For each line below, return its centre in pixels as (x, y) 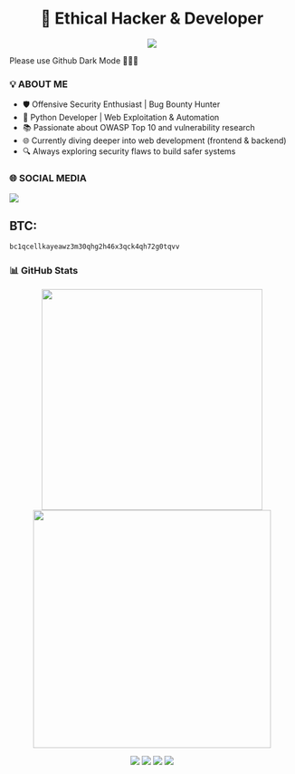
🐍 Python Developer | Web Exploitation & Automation (121, 118)
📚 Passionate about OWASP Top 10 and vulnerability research (138, 128)
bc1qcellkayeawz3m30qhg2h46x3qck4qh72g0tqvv (95, 247)
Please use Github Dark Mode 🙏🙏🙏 (74, 60)
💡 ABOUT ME (38, 83)
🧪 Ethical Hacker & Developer (152, 19)
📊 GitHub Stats (44, 271)
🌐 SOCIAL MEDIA (48, 179)
